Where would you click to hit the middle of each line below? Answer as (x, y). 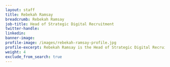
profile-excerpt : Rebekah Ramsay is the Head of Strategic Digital (78, 47)
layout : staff (20, 10)
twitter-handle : (22, 29)
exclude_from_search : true (34, 57)
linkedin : (16, 33)
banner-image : (20, 38)
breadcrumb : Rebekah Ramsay (35, 19)
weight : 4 (16, 52)
